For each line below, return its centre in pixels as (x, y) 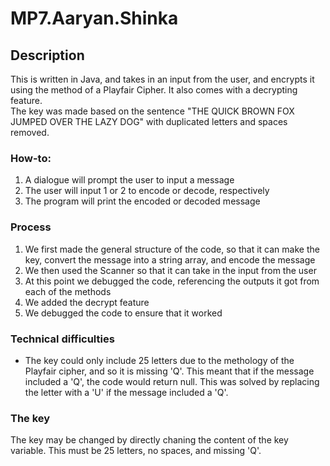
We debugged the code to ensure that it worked (123, 313)
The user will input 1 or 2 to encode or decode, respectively (147, 191)
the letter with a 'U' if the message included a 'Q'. (126, 392)
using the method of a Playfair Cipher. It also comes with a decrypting (154, 90)
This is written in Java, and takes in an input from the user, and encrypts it (162, 79)
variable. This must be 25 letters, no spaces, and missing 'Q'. (136, 451)
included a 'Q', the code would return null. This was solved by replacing (172, 381)
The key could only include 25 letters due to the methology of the (159, 360)
